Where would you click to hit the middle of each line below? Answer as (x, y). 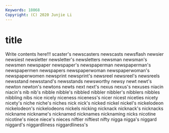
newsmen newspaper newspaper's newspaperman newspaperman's (78, 65)
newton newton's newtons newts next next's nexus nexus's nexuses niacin (84, 87)
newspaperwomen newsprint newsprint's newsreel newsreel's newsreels (83, 76)
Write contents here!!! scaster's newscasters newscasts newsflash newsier (84, 54)
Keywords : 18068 (23, 10)
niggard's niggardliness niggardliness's (47, 125)
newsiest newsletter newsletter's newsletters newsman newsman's (76, 60)
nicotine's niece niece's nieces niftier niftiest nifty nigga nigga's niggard (81, 119)
